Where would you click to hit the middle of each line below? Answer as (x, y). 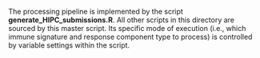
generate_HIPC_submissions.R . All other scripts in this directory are (121, 20)
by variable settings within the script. (69, 45)
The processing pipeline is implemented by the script (96, 12)
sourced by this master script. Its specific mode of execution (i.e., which (127, 28)
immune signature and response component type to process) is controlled (130, 37)
